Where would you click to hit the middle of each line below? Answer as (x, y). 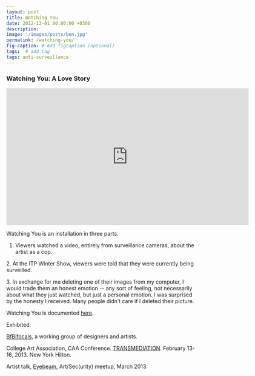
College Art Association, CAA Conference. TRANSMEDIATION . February (96, 348)
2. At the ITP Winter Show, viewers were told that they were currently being (100, 263)
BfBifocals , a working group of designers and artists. (72, 336)
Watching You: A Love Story (48, 78)
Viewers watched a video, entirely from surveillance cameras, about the (105, 245)
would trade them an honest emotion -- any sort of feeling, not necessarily (99, 288)
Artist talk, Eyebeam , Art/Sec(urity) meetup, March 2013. (77, 366)
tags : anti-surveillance (38, 57)
